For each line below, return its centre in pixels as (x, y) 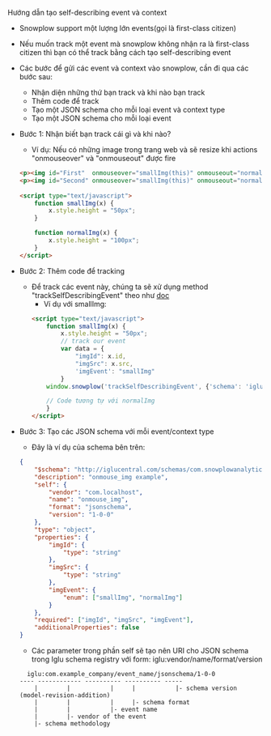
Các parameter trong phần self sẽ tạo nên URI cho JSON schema (140, 651)
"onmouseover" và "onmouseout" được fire (104, 158)
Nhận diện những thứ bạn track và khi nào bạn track (118, 92)
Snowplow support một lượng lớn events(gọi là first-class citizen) (127, 28)
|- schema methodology (72, 724)
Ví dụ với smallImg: (75, 304)
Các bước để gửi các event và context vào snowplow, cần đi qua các (134, 68)
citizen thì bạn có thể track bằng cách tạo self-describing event (125, 52)
